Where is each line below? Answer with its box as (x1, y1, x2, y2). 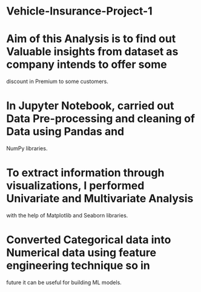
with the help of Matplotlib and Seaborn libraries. (6, 212, 128, 219)
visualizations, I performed (6, 179, 145, 193)
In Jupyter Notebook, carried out (6, 99, 174, 113)
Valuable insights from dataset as (6, 45, 179, 59)
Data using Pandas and (6, 125, 125, 139)
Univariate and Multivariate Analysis (6, 192, 194, 205)
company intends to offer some (6, 58, 168, 71)
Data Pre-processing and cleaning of (6, 112, 196, 125)
